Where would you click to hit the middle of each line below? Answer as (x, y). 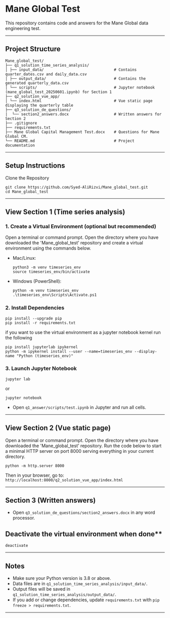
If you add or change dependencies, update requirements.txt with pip (86, 600)
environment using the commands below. (48, 248)
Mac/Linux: (24, 258)
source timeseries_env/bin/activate (51, 272)
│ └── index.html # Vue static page (79, 101)
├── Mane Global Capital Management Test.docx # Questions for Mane (82, 132)
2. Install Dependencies (35, 308)
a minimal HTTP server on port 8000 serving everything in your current (79, 451)
